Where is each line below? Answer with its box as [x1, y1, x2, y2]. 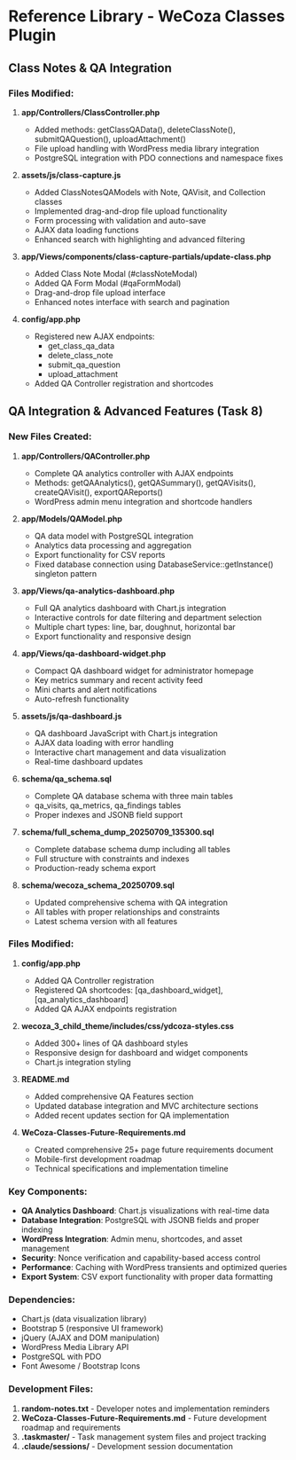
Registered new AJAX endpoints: [34, 331, 155, 341]
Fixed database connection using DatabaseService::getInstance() [34, 559, 274, 569]
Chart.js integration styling [34, 1056, 132, 1067]
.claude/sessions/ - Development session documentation [20, 1440, 234, 1451]
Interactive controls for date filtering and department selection [34, 612, 262, 623]
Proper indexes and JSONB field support [34, 809, 183, 820]
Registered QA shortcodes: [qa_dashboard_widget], [34, 985, 223, 995]
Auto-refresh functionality [34, 694, 129, 704]
